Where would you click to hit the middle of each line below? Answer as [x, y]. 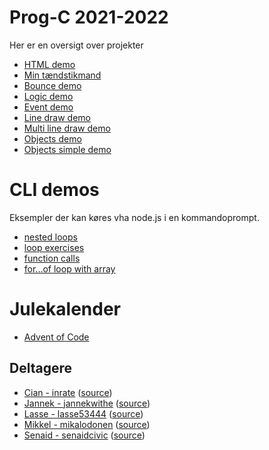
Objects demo [52, 138]
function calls [52, 258]
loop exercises [54, 247]
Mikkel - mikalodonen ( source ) [87, 424]
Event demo [48, 107]
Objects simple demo [67, 149]
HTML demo [49, 64]
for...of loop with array [69, 268]
